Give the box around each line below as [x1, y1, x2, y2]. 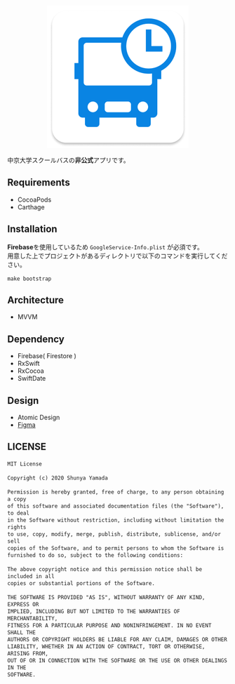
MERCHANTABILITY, [7, 614, 58, 622]
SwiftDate [17, 374, 46, 383]
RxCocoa [17, 367, 44, 375]
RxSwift [17, 360, 40, 368]
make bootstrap [7, 275, 52, 282]
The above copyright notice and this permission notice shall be [7, 565, 202, 573]
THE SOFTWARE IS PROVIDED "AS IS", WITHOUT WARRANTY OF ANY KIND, [7, 593, 206, 601]
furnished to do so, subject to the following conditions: [7, 551, 184, 559]
